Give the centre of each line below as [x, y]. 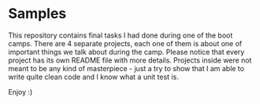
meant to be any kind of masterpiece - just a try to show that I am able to [126, 68]
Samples [37, 14]
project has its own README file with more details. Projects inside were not [130, 60]
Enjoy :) [20, 91]
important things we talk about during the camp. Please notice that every [126, 52]
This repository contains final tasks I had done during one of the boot [121, 35]
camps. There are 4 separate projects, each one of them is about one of [125, 43]
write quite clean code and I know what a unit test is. [93, 77]
